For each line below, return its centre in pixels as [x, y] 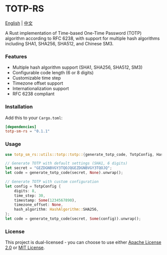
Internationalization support [41, 89]
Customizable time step [37, 78]
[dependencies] [21, 127]
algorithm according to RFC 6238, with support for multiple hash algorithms [83, 38]
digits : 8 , [25, 191]
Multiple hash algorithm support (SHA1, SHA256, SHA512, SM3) [77, 67]
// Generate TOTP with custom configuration [52, 182]
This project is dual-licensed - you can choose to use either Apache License [83, 243]
